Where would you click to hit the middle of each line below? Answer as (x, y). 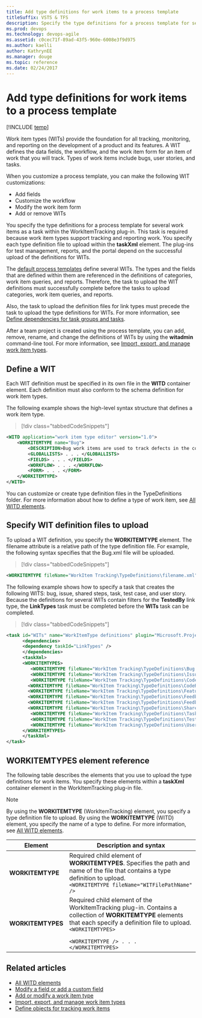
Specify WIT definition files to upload (78, 525)
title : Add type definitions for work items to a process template (93, 12)
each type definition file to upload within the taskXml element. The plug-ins (100, 244)
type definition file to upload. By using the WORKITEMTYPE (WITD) (90, 817)
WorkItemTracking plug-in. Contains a (123, 907)
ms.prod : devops (26, 29)
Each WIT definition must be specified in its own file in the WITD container (98, 384)
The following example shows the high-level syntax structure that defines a (99, 408)
